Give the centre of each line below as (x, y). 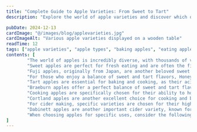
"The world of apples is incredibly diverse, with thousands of (107, 60)
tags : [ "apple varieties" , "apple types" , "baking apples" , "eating (91, 50)
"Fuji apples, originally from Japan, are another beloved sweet (109, 71)
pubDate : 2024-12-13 (31, 28)
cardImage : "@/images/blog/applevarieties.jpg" (65, 33)
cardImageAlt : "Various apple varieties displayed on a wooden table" (94, 39)
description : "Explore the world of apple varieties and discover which (97, 17)
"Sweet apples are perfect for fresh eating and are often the (106, 66)
